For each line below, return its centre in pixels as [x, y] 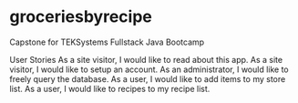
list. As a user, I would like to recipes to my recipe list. [110, 88]
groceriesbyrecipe [81, 17]
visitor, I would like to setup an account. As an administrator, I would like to [149, 69]
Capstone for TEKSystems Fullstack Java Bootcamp [107, 42]
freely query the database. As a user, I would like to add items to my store [148, 78]
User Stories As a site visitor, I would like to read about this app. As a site [146, 59]
